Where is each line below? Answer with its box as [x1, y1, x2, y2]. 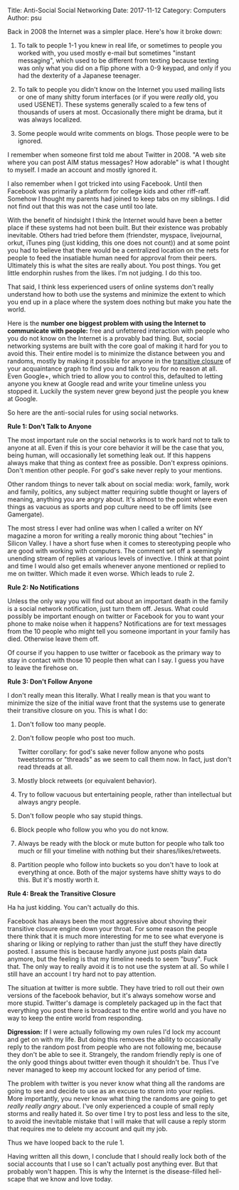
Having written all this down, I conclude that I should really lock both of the [7, 1152, 226, 1160]
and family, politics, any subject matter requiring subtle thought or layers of [7, 487, 228, 496]
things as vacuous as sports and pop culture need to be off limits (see [7, 503, 213, 511]
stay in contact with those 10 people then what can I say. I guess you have [7, 656, 225, 664]
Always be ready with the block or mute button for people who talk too [17, 839, 225, 847]
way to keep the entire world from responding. [7, 1014, 144, 1022]
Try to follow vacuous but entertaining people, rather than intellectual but [17, 790, 232, 799]
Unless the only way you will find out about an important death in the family [7, 597, 229, 605]
